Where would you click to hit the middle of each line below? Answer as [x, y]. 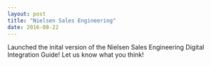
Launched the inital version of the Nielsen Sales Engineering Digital [106, 48]
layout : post [27, 14]
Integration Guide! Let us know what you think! [76, 55]
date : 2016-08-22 [33, 27]
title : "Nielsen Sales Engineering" [62, 21]
